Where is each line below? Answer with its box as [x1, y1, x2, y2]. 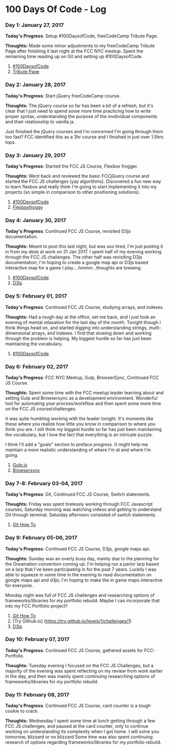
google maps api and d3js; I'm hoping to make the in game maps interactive [5, 577, 163, 583]
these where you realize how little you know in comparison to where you [5, 420, 155, 427]
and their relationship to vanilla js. [5, 119, 75, 125]
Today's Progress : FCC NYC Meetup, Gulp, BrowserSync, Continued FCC [5, 374, 159, 381]
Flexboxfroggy [12, 204, 43, 210]
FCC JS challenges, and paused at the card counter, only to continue [5, 723, 149, 729]
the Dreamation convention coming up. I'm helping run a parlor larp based [5, 561, 159, 567]
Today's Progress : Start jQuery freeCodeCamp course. [5, 92, 121, 99]
